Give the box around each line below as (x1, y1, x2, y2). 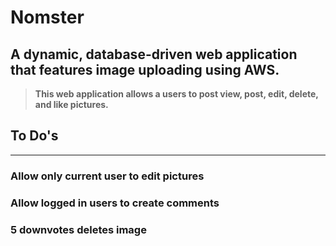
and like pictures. (34, 99, 109, 110)
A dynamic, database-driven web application (10, 46, 298, 63)
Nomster (10, 6, 85, 29)
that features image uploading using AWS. (10, 61, 280, 78)
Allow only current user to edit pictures (10, 169, 205, 183)
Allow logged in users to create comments (10, 196, 220, 210)
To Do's (10, 127, 59, 145)
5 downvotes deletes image (10, 222, 147, 236)
